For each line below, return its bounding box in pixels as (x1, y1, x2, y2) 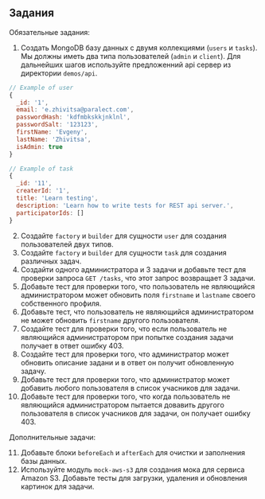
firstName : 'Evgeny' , (16, 128, 88, 136)
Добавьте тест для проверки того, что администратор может (20, 374, 230, 384)
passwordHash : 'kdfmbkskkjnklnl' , (16, 113, 131, 122)
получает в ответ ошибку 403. (20, 341, 124, 350)
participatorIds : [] (16, 209, 84, 217)
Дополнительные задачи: (9, 432, 96, 442)
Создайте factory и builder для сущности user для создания (20, 231, 227, 240)
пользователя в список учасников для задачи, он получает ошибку (20, 408, 251, 418)
